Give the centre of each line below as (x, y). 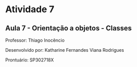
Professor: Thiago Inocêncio (35, 40)
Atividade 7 (30, 9)
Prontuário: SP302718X (30, 60)
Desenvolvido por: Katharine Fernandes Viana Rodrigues (65, 50)
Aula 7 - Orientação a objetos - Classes (68, 28)
